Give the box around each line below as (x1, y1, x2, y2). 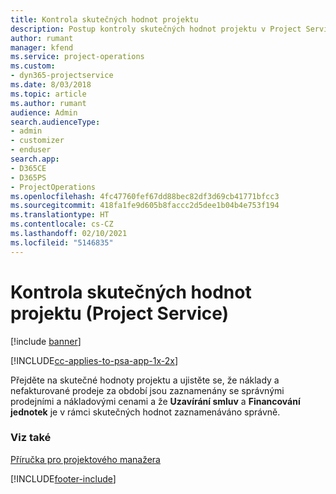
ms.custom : (10, 61, 56, 71)
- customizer (10, 136, 65, 146)
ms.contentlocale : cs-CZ (10, 219, 114, 230)
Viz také (10, 431, 52, 445)
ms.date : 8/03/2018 (10, 80, 92, 90)
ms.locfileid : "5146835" (10, 237, 114, 248)
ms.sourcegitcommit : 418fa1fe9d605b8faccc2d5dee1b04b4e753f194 (10, 201, 280, 211)
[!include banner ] (10, 335, 82, 347)
